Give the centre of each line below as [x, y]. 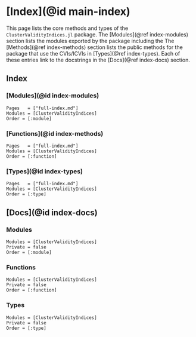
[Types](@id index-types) [45, 171]
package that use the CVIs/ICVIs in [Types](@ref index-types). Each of [93, 53]
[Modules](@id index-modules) [53, 96]
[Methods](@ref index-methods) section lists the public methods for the [94, 47]
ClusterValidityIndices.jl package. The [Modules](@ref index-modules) [97, 34]
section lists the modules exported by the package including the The [90, 41]
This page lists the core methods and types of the [67, 28]
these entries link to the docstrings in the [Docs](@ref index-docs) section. [98, 60]
